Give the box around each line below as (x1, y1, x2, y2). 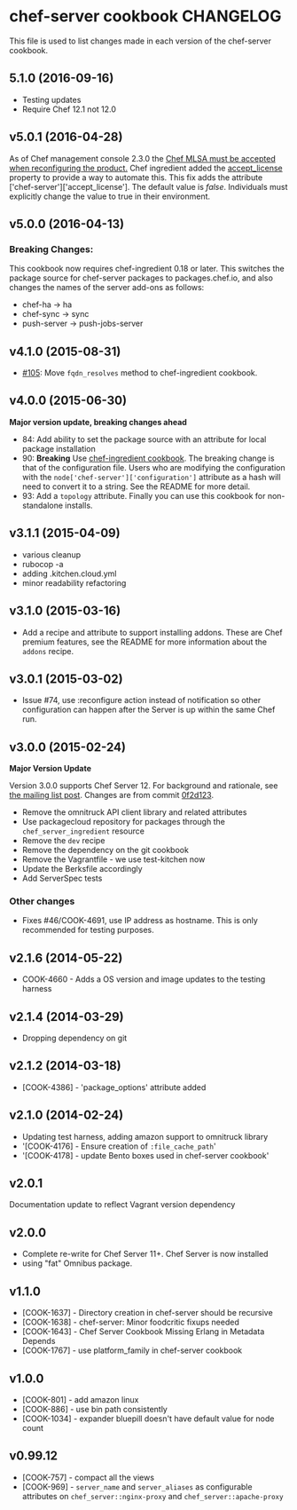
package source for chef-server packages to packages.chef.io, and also (9, 273, 273, 283)
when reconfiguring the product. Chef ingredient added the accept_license (9, 162, 283, 173)
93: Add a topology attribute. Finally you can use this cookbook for (21, 490, 266, 501)
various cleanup (21, 549, 82, 560)
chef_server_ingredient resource (21, 826, 145, 836)
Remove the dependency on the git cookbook (21, 845, 189, 856)
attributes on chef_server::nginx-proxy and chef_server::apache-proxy (21, 1490, 284, 1501)
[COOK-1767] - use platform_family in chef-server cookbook (21, 1345, 242, 1356)
